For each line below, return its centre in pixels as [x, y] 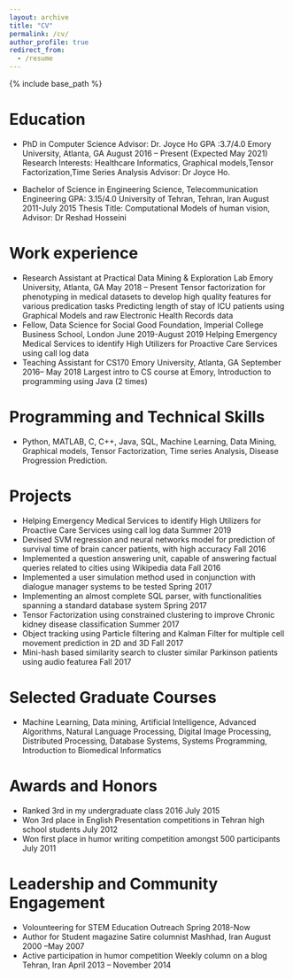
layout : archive [39, 17]
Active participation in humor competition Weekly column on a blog [144, 955]
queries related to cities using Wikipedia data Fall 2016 [121, 567]
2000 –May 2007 [53, 946]
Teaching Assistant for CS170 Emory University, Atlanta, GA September [151, 362]
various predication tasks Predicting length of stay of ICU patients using [153, 305]
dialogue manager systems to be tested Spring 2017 [117, 586]
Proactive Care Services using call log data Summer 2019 [127, 530]
